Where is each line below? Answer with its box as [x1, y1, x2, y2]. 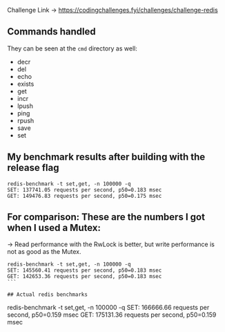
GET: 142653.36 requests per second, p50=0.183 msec [7, 273, 162, 280]
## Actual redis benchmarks [7, 291, 88, 298]
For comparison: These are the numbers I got [7, 211, 206, 223]
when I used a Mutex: [7, 222, 101, 234]
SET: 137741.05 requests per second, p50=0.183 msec [7, 186, 162, 193]
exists [17, 80, 35, 88]
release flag [7, 162, 59, 174]
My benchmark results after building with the [7, 151, 206, 163]
